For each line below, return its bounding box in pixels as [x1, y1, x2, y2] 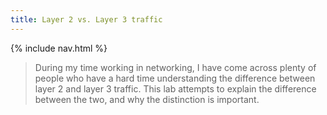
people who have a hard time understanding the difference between [34, 72, 316, 84]
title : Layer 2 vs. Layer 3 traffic [10, 14, 163, 25]
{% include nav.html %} [10, 42, 108, 54]
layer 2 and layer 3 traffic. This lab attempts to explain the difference [34, 82, 317, 95]
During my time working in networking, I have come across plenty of [34, 61, 317, 73]
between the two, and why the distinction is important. [34, 93, 260, 105]
